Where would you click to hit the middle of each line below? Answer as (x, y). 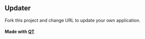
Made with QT (20, 31)
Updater (18, 8)
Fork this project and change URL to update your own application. (73, 20)
